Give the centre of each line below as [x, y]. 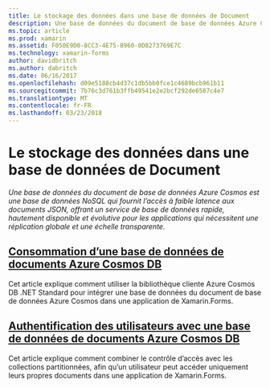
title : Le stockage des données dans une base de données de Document [129, 16]
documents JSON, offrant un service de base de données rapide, [117, 209]
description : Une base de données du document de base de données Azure [133, 23]
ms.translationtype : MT [48, 98]
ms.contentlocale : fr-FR [50, 105]
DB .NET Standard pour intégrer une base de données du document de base [135, 292]
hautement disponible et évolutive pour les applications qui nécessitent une [133, 217]
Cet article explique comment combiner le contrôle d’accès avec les [121, 358]
